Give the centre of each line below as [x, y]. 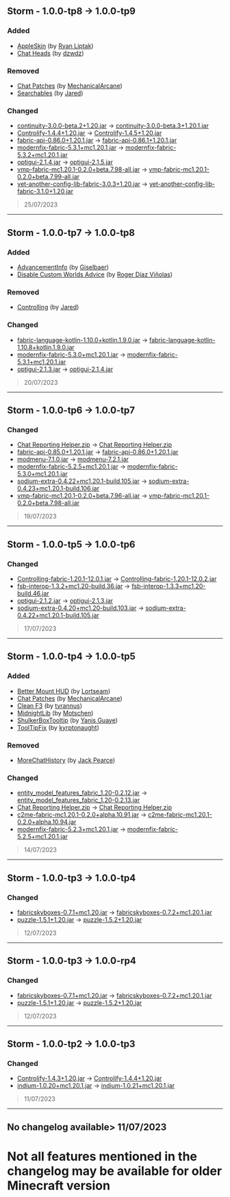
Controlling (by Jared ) [48, 307]
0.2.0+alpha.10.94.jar [47, 822]
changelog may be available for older [115, 1171]
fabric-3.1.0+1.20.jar [45, 191]
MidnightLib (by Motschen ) [55, 713]
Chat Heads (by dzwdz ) [50, 53]
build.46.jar [33, 593]
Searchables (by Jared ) [50, 93]
